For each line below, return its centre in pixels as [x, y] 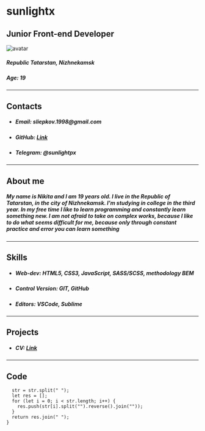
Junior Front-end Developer [60, 34]
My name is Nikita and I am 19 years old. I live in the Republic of [88, 197]
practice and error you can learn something [63, 229]
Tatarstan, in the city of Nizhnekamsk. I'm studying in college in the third [101, 203]
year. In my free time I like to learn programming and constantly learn [96, 209]
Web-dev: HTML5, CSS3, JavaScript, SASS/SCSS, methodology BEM [104, 273]
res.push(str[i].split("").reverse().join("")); [80, 407]
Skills [17, 258]
